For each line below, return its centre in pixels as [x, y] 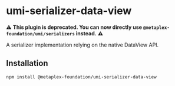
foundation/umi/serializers [41, 34]
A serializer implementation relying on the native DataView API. [82, 45]
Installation [27, 63]
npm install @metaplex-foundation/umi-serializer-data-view [82, 77]
